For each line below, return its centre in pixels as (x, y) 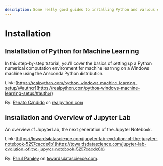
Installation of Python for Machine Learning (72, 51)
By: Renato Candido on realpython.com (44, 102)
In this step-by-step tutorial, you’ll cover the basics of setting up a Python (78, 63)
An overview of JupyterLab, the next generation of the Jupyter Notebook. (79, 130)
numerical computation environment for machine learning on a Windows (77, 68)
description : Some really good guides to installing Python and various (80, 9)
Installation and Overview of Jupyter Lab (68, 118)
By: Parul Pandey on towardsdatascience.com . (52, 159)
